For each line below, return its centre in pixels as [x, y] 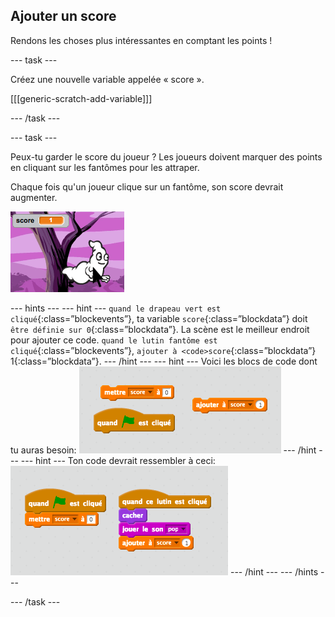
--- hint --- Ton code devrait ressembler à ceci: [118, 460]
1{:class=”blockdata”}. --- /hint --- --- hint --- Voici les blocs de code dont [164, 361]
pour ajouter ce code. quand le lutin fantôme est [114, 340]
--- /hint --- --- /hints [274, 571]
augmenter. [34, 197]
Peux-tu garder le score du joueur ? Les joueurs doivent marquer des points [166, 156]
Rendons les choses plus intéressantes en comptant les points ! [141, 40]
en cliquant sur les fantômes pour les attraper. [105, 167]
